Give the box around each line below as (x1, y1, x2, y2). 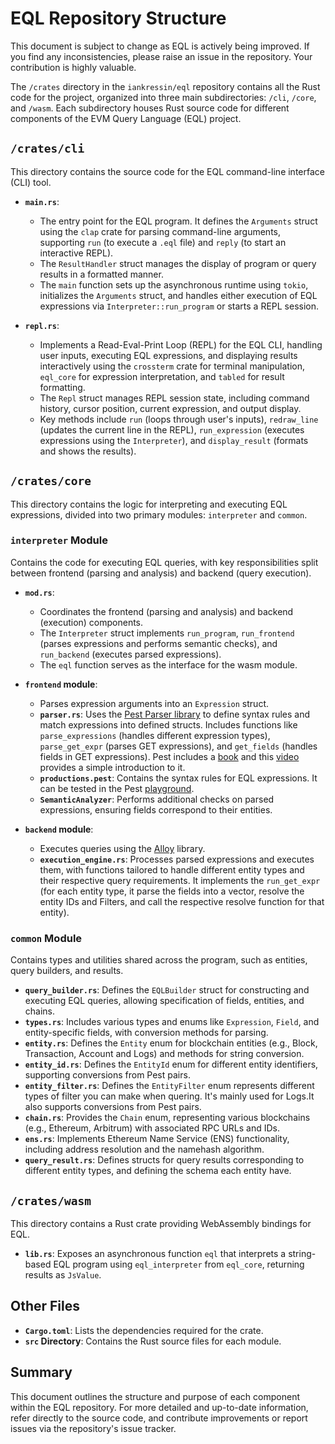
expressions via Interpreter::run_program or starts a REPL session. (39, 300, 320, 312)
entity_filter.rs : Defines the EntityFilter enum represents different (24, 1080, 315, 1092)
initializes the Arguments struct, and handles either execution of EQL (39, 289, 318, 301)
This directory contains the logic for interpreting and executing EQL (10, 498, 288, 510)
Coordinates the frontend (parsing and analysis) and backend (39, 605, 294, 617)
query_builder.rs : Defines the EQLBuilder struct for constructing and (24, 984, 310, 996)
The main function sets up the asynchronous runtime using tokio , (39, 278, 309, 291)
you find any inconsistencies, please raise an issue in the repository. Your (10, 50, 313, 62)
